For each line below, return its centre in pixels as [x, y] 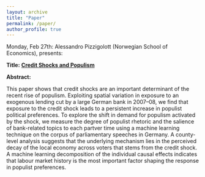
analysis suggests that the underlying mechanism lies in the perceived [108, 141]
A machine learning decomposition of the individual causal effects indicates [102, 154]
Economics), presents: [35, 53]
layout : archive [27, 12]
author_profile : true [34, 29]
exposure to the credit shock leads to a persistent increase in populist [94, 109]
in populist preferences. [36, 167]
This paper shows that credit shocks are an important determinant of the [98, 89]
